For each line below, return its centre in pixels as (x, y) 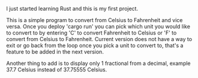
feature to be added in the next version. (55, 52)
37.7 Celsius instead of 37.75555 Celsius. (57, 70)
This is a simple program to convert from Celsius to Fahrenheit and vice (94, 20)
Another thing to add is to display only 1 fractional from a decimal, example (98, 63)
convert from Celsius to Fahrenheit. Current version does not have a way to (99, 39)
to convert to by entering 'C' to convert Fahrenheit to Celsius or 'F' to (91, 33)
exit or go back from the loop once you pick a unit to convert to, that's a (95, 45)
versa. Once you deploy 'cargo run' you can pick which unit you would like (98, 26)
